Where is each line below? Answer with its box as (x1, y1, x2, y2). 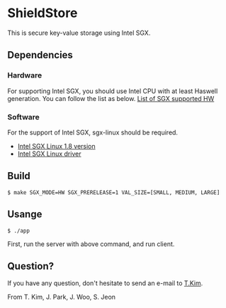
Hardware (7, 70, 43, 80)
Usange (7, 208, 43, 221)
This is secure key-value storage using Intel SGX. (7, 28, 151, 37)
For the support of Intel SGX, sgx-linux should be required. (7, 128, 179, 137)
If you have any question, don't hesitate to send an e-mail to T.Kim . (7, 279, 203, 287)
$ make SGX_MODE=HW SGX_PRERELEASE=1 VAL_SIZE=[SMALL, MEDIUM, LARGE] (7, 188, 220, 196)
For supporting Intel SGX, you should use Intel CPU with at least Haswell (7, 87, 218, 95)
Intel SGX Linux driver (17, 149, 81, 158)
